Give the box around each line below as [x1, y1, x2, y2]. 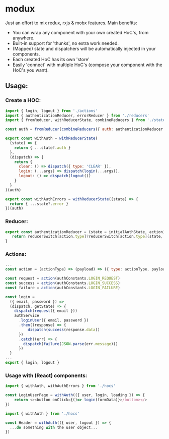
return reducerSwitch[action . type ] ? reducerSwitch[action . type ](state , [12, 234, 163, 239]
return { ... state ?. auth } [14, 145, 71, 150]
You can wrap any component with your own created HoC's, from [12, 29, 149, 35]
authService [14, 313, 39, 318]
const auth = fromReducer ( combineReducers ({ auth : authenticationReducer [5, 127, 163, 132]
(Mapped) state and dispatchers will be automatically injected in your [12, 45, 156, 51]
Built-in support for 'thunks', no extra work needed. [12, 40, 119, 46]
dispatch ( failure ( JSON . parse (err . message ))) [23, 341, 118, 346]
